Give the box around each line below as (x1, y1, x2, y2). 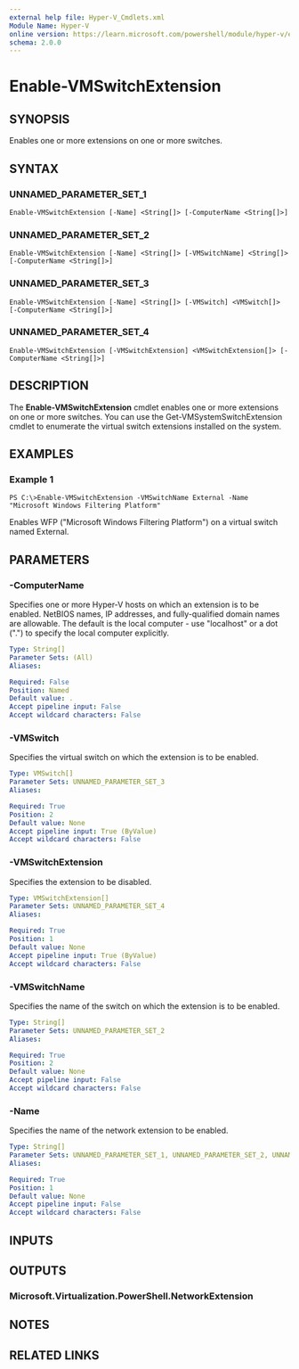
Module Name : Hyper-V (9, 21, 90, 30)
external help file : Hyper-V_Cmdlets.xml (9, 12, 166, 22)
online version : (9, 29, 69, 38)
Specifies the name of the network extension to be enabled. (9, 1125, 229, 1136)
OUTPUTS (9, 1263, 67, 1278)
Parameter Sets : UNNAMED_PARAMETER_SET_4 (9, 902, 166, 911)
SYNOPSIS (9, 111, 70, 127)
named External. (9, 527, 69, 537)
